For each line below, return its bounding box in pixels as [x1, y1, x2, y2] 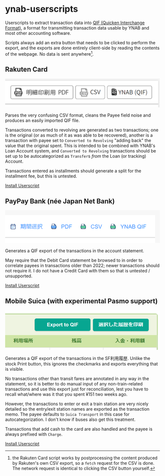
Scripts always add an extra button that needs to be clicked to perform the [5, 39, 156, 45]
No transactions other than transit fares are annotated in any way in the [5, 375, 149, 382]
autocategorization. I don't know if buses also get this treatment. [5, 416, 136, 422]
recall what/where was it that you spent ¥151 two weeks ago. [5, 391, 128, 397]
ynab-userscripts [5, 3, 79, 15]
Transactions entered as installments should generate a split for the [5, 168, 141, 174]
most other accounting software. [5, 30, 71, 36]
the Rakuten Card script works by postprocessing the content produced [12, 455, 158, 461]
